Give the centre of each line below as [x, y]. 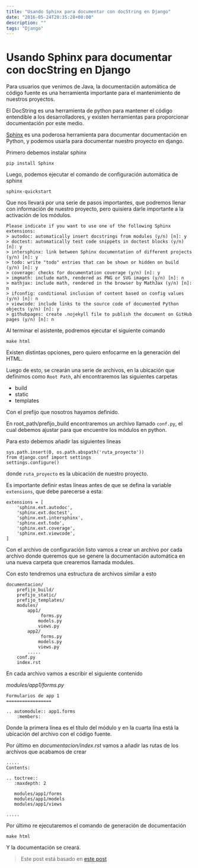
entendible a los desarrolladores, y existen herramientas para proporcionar [98, 117]
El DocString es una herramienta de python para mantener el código [90, 111]
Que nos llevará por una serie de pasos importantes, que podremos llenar [96, 203]
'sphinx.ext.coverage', [46, 529]
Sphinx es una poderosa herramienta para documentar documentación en [97, 135]
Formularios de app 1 [33, 696]
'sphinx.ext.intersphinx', [50, 518]
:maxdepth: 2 [30, 784]
